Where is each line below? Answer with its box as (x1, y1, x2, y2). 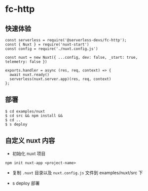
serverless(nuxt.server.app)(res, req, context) (9, 76, 111, 81)
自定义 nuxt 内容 (5, 137, 55, 145)
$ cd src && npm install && (5, 113, 63, 118)
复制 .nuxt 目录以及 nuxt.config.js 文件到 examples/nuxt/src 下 (12, 169, 143, 176)
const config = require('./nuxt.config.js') (5, 46, 98, 51)
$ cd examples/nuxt (5, 109, 45, 114)
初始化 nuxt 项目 (12, 151, 46, 156)
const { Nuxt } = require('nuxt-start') (5, 42, 90, 47)
